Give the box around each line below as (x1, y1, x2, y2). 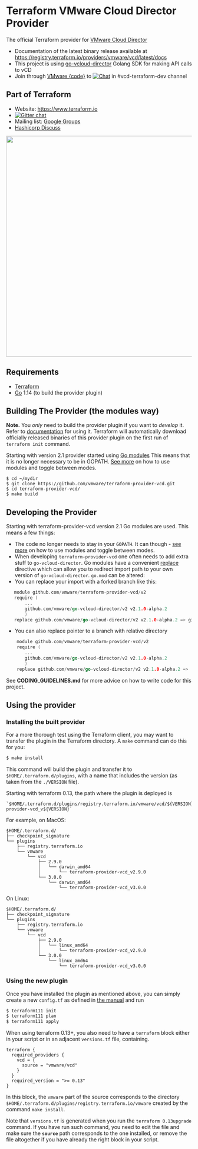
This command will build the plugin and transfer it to (6, 766, 133, 773)
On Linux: (6, 895, 29, 902)
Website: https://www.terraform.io (14, 105, 98, 112)
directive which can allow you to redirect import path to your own (14, 565, 173, 572)
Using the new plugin (6, 976, 68, 985)
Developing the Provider (6, 507, 97, 517)
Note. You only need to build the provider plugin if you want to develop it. (6, 422, 184, 429)
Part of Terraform (6, 90, 72, 100)
